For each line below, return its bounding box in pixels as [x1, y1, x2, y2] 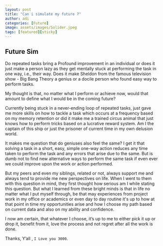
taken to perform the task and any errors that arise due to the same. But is [5, 150, 153, 156]
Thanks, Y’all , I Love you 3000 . [5, 235, 68, 241]
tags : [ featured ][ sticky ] [5, 30, 57, 34]
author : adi [5, 16, 29, 21]
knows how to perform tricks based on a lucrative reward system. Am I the [5, 120, 154, 126]
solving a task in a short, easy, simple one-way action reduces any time [5, 145, 148, 151]
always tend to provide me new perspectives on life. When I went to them [5, 175, 152, 181]
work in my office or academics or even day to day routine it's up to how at [5, 196, 155, 202]
